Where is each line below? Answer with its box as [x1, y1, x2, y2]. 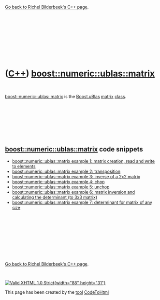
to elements [12, 163, 36, 169]
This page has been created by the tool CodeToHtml [5, 289, 109, 295]
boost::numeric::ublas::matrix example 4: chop [12, 179, 105, 184]
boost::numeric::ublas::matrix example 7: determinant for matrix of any [12, 199, 152, 205]
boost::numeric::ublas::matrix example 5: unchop [12, 184, 110, 190]
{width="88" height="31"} [54, 280, 106, 285]
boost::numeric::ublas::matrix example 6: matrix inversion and [12, 189, 135, 195]
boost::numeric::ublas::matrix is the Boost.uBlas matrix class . [5, 93, 127, 99]
